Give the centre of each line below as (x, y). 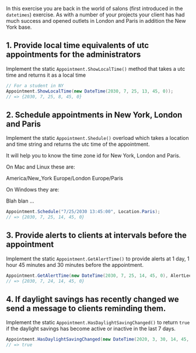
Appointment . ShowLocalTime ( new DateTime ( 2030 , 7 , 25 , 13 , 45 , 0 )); (90, 91)
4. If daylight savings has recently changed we (92, 299)
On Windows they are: (33, 190)
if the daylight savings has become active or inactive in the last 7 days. (91, 329)
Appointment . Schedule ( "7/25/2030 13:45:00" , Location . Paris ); (83, 212)
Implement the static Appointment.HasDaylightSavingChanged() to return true (98, 323)
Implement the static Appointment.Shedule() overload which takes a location (98, 138)
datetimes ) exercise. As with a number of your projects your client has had (95, 15)
